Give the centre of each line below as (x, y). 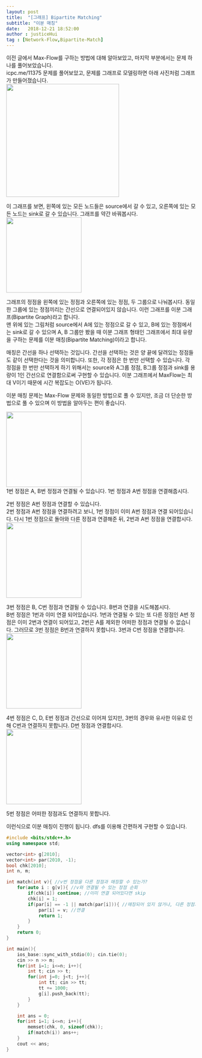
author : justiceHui (32, 34)
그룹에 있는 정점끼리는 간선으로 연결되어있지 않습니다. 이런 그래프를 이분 (97, 309)
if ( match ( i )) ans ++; (54, 1033)
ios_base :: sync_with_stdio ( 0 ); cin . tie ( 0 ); (72, 954)
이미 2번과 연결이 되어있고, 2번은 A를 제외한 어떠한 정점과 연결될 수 (96, 622)
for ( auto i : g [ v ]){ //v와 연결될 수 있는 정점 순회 (78, 888)
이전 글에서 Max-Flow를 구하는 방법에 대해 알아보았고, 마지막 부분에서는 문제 (96, 58)
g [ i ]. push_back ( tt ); (64, 993)
